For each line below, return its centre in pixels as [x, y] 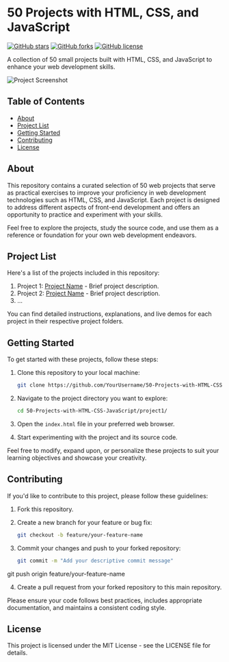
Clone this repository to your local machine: [78, 373]
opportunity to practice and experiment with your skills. [85, 214]
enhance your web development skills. [61, 66]
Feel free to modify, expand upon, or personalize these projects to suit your [113, 450]
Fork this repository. [45, 509]
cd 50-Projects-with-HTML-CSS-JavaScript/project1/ [92, 411]
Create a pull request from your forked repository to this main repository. [119, 587]
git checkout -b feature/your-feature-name [80, 535]
